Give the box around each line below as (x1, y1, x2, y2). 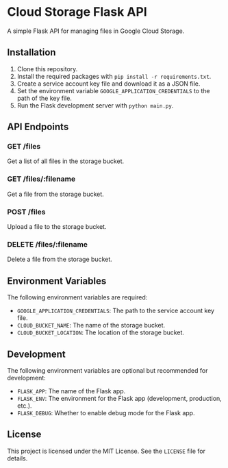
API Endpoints (7, 121, 69, 133)
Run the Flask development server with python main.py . (16, 101, 174, 110)
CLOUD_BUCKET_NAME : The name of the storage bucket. (16, 321, 166, 330)
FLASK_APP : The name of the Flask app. (16, 386, 126, 395)
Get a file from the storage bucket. (7, 190, 104, 198)
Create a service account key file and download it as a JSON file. (16, 79, 201, 88)
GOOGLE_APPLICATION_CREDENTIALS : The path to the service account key (16, 306, 214, 315)
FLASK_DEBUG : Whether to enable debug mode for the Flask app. (16, 408, 195, 417)
